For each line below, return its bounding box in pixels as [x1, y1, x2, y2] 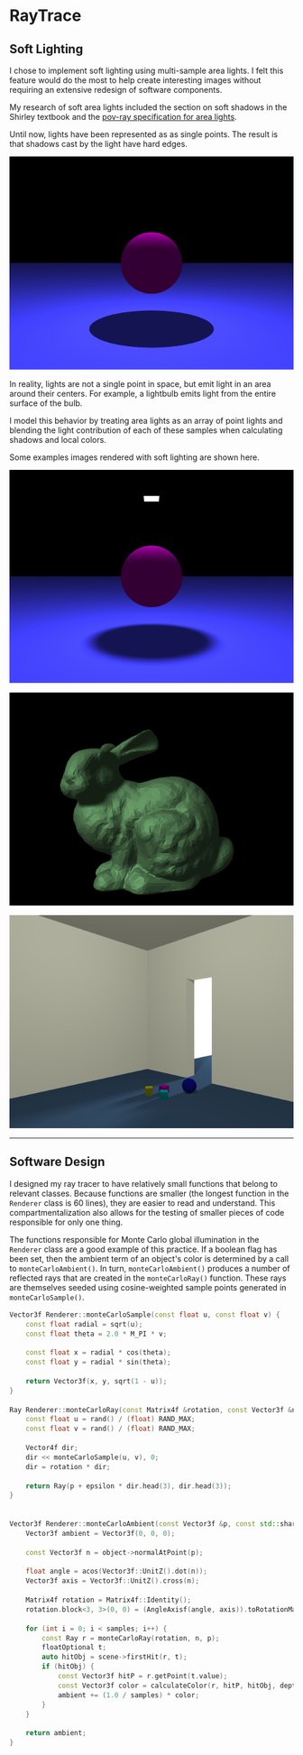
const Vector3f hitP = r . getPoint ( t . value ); [57, 1672, 228, 1681]
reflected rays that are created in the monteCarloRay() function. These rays [9, 1273, 287, 1283]
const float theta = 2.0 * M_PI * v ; [25, 1329, 168, 1338]
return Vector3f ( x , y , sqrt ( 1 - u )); [25, 1376, 168, 1385]
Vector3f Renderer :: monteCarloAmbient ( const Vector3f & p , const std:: [9, 1520, 280, 1529]
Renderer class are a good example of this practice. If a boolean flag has [9, 1244, 278, 1254]
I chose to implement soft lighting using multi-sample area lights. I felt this [9, 65, 284, 76]
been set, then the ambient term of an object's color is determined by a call [9, 1253, 289, 1263]
